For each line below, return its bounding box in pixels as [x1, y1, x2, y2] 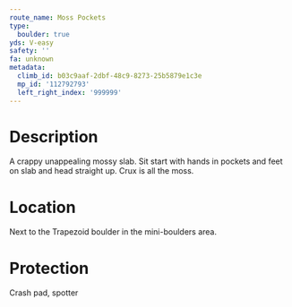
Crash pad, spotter [9, 287, 79, 298]
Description [9, 126, 99, 147]
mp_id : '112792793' [17, 80, 90, 89]
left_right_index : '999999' [17, 88, 123, 97]
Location [9, 197, 76, 217]
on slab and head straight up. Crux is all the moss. [9, 166, 194, 176]
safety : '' [9, 47, 50, 55]
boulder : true [17, 30, 70, 38]
